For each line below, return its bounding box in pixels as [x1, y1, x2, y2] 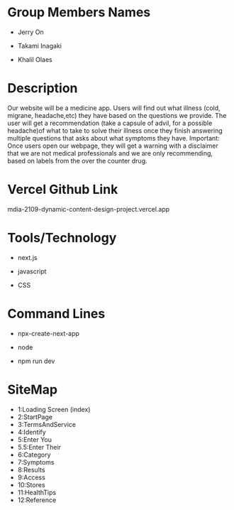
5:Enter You [17, 435, 52, 444]
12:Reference [17, 495, 57, 504]
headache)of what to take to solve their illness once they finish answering [7, 126, 223, 135]
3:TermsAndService [17, 420, 77, 428]
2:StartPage [17, 413, 53, 421]
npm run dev [17, 357, 55, 365]
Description [7, 80, 78, 97]
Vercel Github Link [7, 182, 118, 197]
